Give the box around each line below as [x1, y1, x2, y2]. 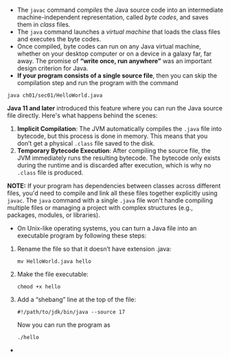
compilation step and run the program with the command [16, 79, 179, 86]
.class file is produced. [16, 168, 84, 176]
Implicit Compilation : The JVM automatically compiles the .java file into [16, 125, 222, 132]
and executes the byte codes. [16, 35, 102, 43]
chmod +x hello [16, 283, 61, 290]
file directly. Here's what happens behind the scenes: [7, 111, 158, 119]
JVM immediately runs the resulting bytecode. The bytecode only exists [16, 154, 221, 162]
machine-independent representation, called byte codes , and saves [16, 13, 209, 21]
